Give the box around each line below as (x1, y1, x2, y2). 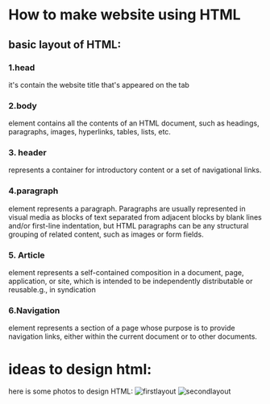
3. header (8, 147, 47, 159)
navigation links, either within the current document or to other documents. (8, 332, 258, 341)
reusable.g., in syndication (8, 285, 97, 295)
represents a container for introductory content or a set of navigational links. (8, 165, 262, 175)
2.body (8, 100, 38, 111)
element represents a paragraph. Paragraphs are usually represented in (8, 204, 246, 213)
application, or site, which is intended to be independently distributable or (8, 276, 253, 287)
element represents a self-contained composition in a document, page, (8, 268, 244, 278)
